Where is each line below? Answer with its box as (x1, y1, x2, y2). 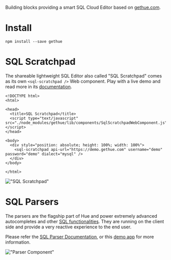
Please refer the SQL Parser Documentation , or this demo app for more (5, 233, 154, 240)
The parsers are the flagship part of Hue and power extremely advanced (5, 213, 158, 219)
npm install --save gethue (5, 39, 63, 44)
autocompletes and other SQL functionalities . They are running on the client (5, 218, 164, 224)
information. (5, 239, 31, 245)
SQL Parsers (5, 196, 59, 208)
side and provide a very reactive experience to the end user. (5, 224, 131, 230)
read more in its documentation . (5, 84, 72, 90)
